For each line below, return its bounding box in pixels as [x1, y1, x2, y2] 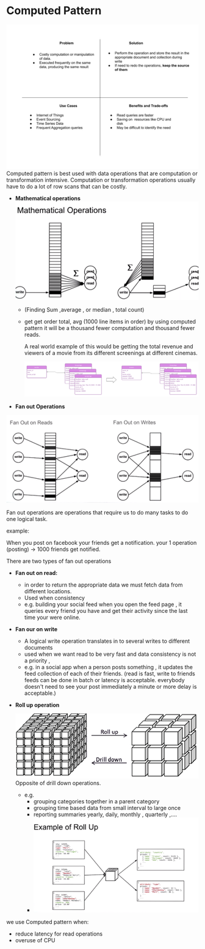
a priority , [24, 656, 51, 664]
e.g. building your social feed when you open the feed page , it [24, 601, 182, 608]
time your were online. [24, 613, 81, 621]
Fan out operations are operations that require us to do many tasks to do [6, 509, 189, 516]
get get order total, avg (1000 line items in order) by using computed [24, 318, 196, 325]
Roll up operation [15, 701, 60, 708]
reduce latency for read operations [15, 930, 103, 937]
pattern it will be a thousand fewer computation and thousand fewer [24, 324, 195, 331]
